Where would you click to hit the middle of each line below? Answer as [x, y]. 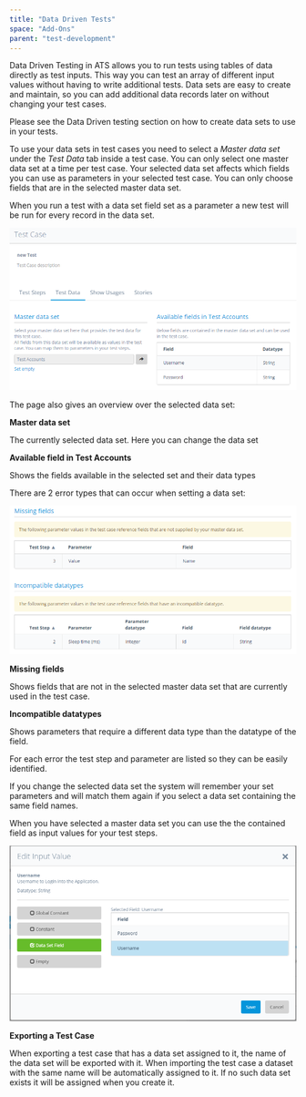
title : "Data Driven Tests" [63, 19]
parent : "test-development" [63, 38]
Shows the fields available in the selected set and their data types [133, 476]
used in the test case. [50, 696]
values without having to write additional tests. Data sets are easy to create [150, 85]
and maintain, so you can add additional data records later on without [139, 95]
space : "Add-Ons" [42, 29]
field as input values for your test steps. [84, 833]
